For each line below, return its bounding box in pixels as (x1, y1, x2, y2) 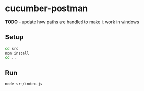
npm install (5, 51, 29, 55)
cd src (5, 46, 19, 51)
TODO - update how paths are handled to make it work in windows (5, 19, 139, 25)
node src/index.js (5, 81, 42, 87)
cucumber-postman (5, 3, 88, 14)
